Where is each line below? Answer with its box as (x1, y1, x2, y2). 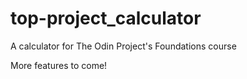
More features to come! (10, 59, 108, 71)
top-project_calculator (10, 7, 202, 30)
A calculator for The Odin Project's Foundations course (10, 40, 237, 52)
